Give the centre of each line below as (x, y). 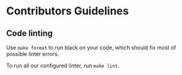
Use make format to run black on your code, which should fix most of (91, 47)
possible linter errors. (32, 54)
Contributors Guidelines (68, 11)
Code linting (29, 33)
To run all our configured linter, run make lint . (63, 65)
